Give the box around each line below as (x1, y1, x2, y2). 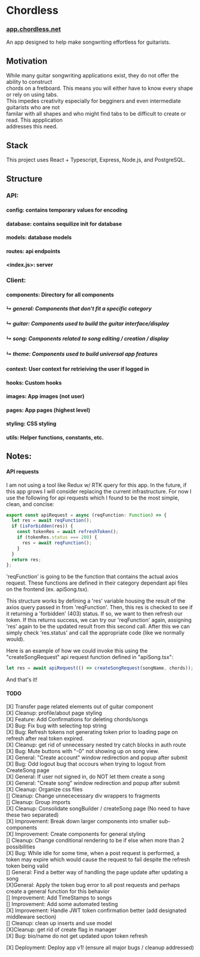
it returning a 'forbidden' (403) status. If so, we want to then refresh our (6, 610, 183, 618)
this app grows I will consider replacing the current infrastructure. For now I (6, 487, 192, 495)
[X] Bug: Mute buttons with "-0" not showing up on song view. (6, 748, 159, 755)
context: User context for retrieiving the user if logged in (6, 365, 149, 372)
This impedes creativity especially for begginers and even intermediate (6, 97, 181, 105)
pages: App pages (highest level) (6, 406, 91, 414)
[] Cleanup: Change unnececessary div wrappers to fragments (6, 792, 161, 799)
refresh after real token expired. (6, 735, 84, 742)
